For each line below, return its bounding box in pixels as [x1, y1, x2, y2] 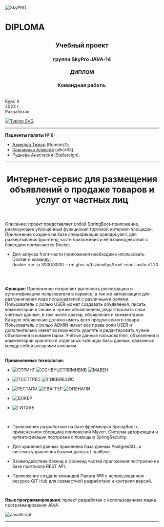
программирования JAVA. [5, 502, 60, 508]
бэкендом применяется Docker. [5, 242, 72, 248]
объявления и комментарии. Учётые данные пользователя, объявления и [5, 332, 159, 338]
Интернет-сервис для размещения [6, 173, 158, 185]
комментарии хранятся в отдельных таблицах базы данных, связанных [5, 337, 155, 343]
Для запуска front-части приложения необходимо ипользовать [12, 251, 145, 257]
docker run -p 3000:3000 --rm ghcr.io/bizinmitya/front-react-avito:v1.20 [12, 261, 159, 267]
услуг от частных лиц [36, 194, 128, 205]
